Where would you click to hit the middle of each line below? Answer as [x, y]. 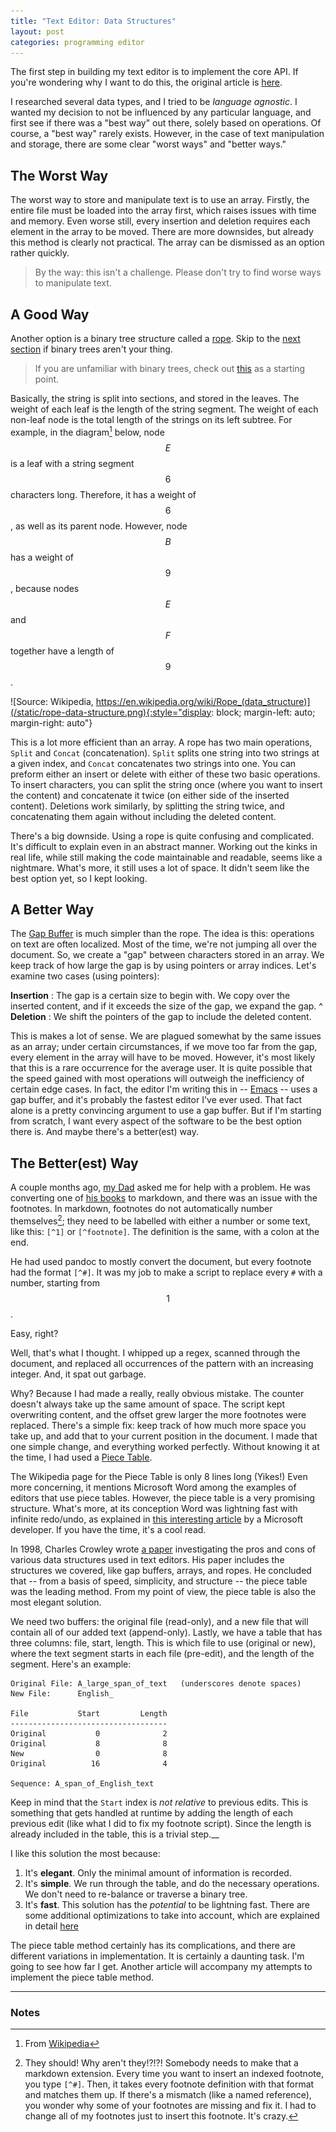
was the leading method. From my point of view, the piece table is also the [163, 1591]
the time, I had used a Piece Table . [81, 1457]
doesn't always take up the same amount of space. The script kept [147, 1404]
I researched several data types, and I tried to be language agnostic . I [154, 102]
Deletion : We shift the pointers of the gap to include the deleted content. [161, 1017]
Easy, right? [34, 1333]
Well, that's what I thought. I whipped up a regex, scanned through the [155, 1352]
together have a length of [62, 651]
